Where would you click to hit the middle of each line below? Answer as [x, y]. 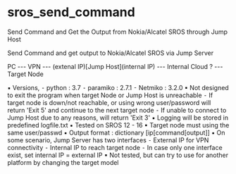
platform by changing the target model [63, 162]
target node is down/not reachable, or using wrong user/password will [109, 102]
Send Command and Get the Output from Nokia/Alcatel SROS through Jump [117, 32]
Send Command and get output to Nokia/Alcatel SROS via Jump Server [110, 53]
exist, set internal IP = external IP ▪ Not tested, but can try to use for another [118, 155]
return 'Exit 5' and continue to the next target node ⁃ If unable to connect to [117, 110]
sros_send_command [71, 12]
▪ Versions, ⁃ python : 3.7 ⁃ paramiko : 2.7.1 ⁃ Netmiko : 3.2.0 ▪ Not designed [118, 87]
